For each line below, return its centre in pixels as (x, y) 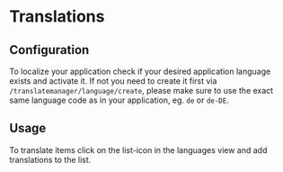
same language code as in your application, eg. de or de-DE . (119, 100)
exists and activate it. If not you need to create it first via (113, 81)
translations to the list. (50, 159)
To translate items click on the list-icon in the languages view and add (138, 149)
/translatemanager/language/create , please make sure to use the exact (141, 91)
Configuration (49, 50)
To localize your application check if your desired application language (140, 71)
